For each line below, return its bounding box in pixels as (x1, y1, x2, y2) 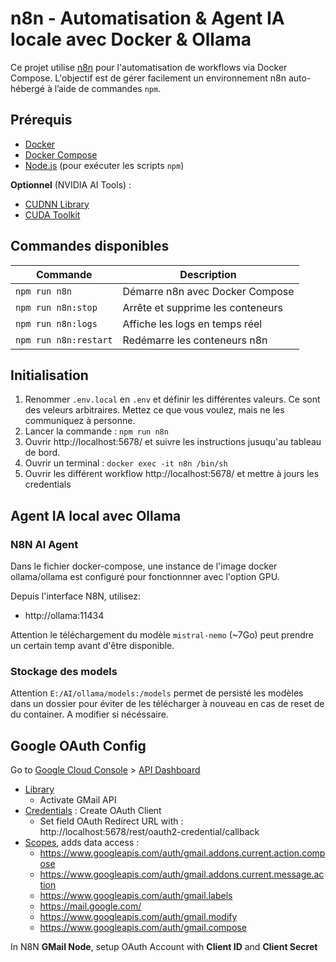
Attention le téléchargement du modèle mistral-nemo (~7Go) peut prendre (10, 629, 314, 641)
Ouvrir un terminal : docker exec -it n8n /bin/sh (24, 457, 228, 469)
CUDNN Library (24, 198, 90, 210)
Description (179, 267, 237, 281)
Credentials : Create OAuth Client (24, 805, 162, 817)
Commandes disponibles (10, 238, 170, 255)
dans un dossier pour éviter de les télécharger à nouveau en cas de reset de (10, 698, 325, 710)
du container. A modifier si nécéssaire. (10, 708, 169, 721)
